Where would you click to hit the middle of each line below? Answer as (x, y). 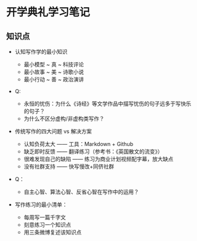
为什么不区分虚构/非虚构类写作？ (64, 118)
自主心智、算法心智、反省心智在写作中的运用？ (81, 192)
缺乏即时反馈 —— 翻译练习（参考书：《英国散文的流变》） (93, 151)
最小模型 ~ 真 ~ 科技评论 (54, 64)
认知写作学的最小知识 (41, 52)
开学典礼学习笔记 (48, 12)
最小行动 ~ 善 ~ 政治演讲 (54, 79)
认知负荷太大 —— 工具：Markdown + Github (78, 144)
